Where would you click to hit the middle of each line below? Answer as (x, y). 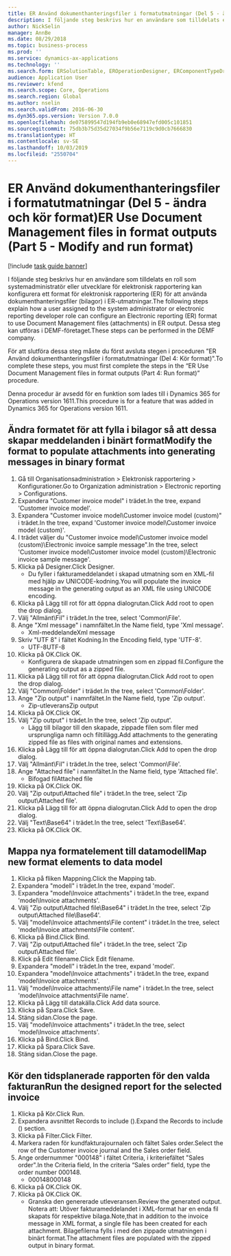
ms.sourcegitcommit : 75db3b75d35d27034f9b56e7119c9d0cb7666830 (100, 129)
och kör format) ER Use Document (105, 218)
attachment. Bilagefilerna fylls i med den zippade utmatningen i (117, 1231)
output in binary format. (61, 1246)
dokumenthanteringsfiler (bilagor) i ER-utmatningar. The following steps (108, 301)
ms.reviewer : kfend (36, 84)
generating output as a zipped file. (76, 669)
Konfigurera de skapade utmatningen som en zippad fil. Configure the (126, 661)
